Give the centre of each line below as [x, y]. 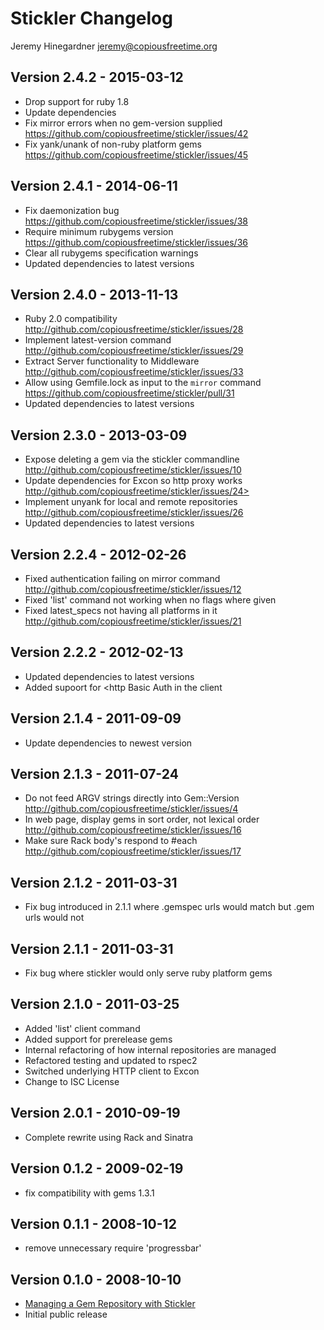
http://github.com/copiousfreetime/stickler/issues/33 [134, 372]
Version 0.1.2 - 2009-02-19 [97, 1168]
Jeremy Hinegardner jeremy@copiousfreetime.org [114, 46]
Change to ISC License [72, 1081]
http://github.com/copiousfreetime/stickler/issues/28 [134, 329]
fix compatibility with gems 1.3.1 [89, 1193]
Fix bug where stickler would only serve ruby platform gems [148, 973]
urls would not [54, 918]
